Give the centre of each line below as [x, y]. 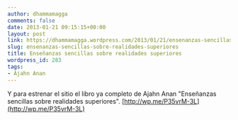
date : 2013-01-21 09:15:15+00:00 [57, 27]
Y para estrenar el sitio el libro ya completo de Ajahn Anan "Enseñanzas [112, 94]
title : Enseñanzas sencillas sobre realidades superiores [95, 54]
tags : [15, 67]
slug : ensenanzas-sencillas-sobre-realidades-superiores [93, 47]
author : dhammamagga [38, 14]
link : [15, 40]
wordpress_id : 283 [34, 60]
